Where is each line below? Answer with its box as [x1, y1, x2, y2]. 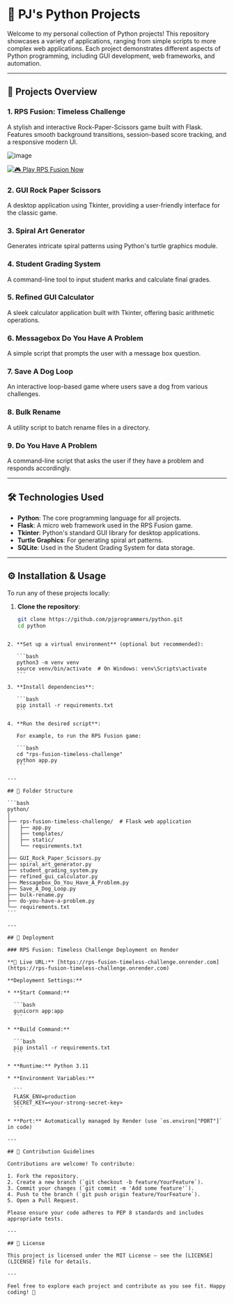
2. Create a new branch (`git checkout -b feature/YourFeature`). [7, 1179, 204, 1186]
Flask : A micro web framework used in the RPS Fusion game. [17, 521, 193, 530]
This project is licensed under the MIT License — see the [7, 1252, 182, 1260]
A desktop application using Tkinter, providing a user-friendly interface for [7, 201, 221, 209]
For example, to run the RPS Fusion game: [16, 733, 141, 740]
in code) [7, 1124, 33, 1131]
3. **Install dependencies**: [7, 684, 95, 691]
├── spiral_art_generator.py [7, 861, 92, 868]
